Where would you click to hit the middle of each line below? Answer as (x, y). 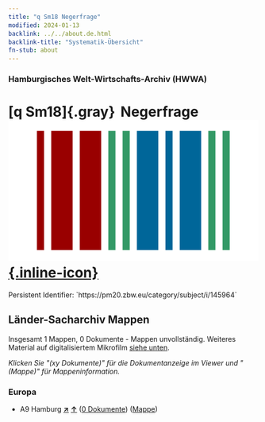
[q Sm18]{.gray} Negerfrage (104, 112)
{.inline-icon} (54, 273)
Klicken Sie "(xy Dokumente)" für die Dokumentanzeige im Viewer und (123, 362)
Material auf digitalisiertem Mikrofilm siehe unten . (89, 347)
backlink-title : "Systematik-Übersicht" (76, 42)
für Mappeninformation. (81, 371)
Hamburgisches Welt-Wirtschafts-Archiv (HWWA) (108, 79)
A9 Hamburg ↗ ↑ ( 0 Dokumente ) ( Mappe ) (89, 409)
